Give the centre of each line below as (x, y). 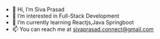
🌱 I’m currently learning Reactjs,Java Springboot (73, 22)
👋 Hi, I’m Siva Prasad (38, 9)
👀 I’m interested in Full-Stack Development (66, 16)
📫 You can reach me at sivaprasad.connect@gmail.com (83, 29)
